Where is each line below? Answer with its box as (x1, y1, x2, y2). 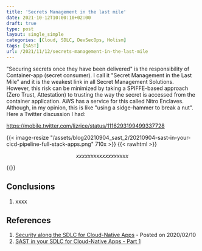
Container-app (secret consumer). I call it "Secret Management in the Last (6, 71, 192, 79)
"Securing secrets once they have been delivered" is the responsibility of (6, 65, 190, 72)
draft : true (6, 20, 37, 26)
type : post (6, 26, 34, 32)
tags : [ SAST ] (6, 43, 40, 49)
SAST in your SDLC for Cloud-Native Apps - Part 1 (15, 238, 141, 245)
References (6, 215, 51, 225)
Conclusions (6, 182, 55, 192)
